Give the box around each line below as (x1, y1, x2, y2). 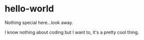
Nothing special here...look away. (4, 19, 73, 25)
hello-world (4, 3, 54, 14)
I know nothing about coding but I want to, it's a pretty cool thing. (4, 29, 139, 35)
